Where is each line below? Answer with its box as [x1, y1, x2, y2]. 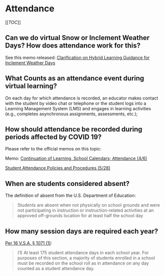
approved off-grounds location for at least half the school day [17, 213, 144, 219]
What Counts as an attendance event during [5, 74, 145, 83]
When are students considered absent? [5, 179, 130, 188]
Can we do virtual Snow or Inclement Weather [5, 34, 150, 42]
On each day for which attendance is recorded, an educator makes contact [5, 95, 159, 101]
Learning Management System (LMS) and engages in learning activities [5, 105, 151, 111]
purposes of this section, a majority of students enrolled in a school [17, 255, 155, 261]
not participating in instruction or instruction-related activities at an [17, 207, 154, 213]
